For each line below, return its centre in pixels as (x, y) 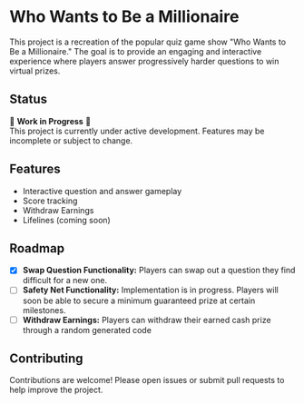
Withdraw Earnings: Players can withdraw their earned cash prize (147, 320)
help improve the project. (56, 390)
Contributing (46, 358)
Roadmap (37, 248)
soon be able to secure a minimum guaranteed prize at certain (139, 301)
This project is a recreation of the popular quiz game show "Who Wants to (148, 42)
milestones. (44, 310)
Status (29, 99)
